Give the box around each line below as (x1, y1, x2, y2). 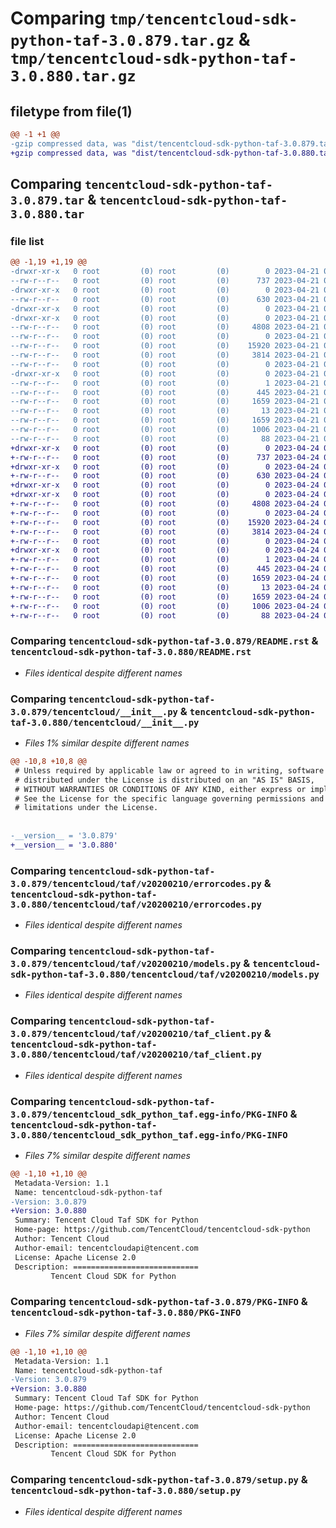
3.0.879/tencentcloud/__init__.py (10, 706, 178, 717)
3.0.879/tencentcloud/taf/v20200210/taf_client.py (10, 1028, 262, 1040)
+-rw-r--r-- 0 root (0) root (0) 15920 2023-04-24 (10, 517, 320, 527)
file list (10, 234, 45, 248)
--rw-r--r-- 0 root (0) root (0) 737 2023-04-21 (10, 276, 320, 286)
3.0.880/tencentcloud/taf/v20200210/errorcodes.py (10, 898, 262, 910)
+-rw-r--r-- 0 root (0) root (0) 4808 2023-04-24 (10, 499, 320, 509)
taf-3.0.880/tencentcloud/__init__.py (10, 717, 200, 728)
